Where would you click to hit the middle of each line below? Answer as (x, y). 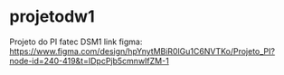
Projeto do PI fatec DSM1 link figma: (76, 42)
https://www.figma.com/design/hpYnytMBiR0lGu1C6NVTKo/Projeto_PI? (142, 51)
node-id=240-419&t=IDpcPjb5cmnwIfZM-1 (89, 61)
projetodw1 (52, 17)
